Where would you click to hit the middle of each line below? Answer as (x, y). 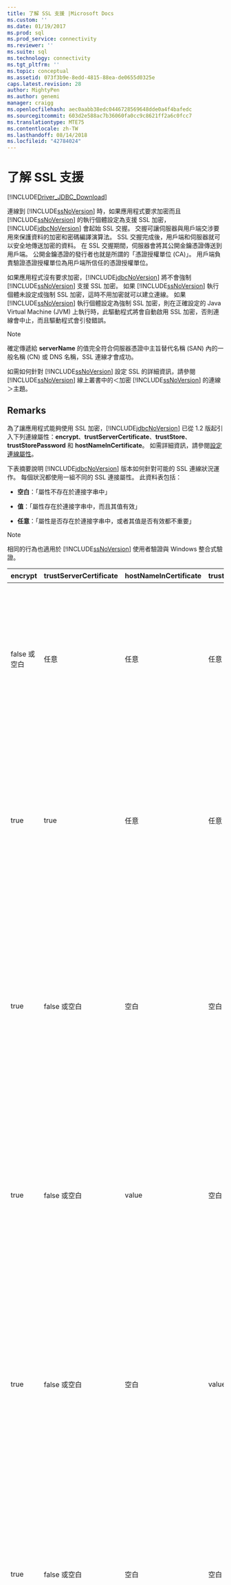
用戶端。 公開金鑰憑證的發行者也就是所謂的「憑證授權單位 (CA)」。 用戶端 (111, 254)
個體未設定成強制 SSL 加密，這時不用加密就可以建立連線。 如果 (97, 295)
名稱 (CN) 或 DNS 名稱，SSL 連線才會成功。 (75, 357)
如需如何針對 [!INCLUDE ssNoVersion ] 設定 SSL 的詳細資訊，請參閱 (101, 371)
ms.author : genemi (33, 97)
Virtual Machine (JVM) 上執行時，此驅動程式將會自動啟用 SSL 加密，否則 (110, 312)
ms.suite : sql (27, 52)
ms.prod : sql (26, 33)
